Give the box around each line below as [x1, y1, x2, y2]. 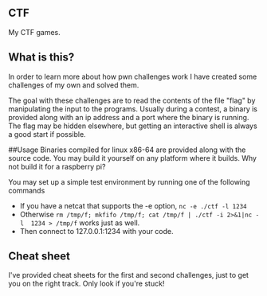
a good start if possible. [8, 129, 86, 138]
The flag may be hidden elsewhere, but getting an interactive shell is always [8, 121, 257, 130]
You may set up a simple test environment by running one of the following [8, 177, 250, 186]
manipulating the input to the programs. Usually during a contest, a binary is [8, 103, 257, 114]
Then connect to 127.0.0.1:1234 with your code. [19, 226, 174, 236]
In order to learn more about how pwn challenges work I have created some [8, 72, 257, 81]
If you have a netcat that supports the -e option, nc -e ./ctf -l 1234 [19, 201, 247, 210]
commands [8, 185, 45, 195]
